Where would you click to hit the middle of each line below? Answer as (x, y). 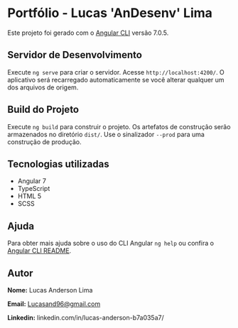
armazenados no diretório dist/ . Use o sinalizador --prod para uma (106, 134)
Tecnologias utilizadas (58, 164)
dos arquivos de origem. (43, 87)
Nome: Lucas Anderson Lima (50, 290)
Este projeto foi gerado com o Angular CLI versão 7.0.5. (88, 33)
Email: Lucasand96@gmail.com (54, 304)
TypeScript (34, 189)
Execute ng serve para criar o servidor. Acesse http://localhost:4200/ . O (116, 72)
